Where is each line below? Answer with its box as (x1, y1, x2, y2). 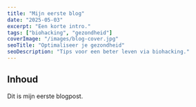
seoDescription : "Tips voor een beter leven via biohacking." (7, 49, 190, 56)
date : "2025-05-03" (7, 16, 63, 23)
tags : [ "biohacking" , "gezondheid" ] (7, 29, 112, 36)
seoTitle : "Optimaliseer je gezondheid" (7, 42, 126, 49)
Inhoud (7, 73, 39, 86)
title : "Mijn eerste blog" (7, 10, 85, 17)
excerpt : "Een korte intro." (7, 23, 91, 29)
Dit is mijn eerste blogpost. (7, 92, 84, 100)
